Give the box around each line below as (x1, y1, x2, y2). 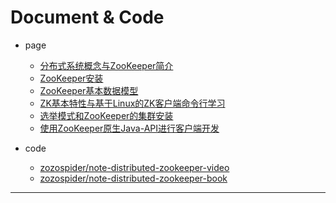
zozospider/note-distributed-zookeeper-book (39, 172, 228, 184)
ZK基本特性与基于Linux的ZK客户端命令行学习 (39, 97, 226, 109)
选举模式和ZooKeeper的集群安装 (39, 109, 174, 121)
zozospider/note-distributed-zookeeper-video (39, 161, 230, 173)
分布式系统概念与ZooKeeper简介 (39, 59, 174, 71)
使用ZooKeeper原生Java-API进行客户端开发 (39, 122, 220, 134)
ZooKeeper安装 (39, 72, 104, 84)
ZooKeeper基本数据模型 (39, 84, 139, 96)
